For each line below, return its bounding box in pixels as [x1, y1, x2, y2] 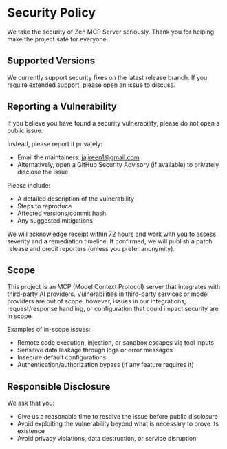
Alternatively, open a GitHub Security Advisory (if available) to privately [17, 160, 219, 168]
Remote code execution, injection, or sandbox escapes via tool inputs [17, 339, 215, 347]
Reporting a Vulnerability [7, 101, 117, 112]
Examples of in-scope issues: [7, 326, 91, 334]
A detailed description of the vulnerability [17, 194, 135, 203]
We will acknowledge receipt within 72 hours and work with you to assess [7, 230, 217, 238]
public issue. [7, 126, 43, 134]
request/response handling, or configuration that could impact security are [7, 305, 219, 313]
